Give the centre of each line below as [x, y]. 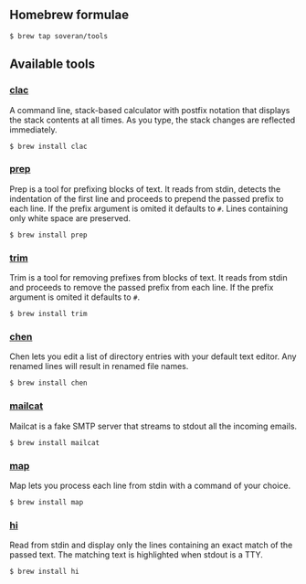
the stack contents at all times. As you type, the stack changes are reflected [153, 120]
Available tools [53, 64]
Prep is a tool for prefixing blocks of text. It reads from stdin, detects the [145, 189]
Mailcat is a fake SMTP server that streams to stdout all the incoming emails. [153, 426]
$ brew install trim [49, 314]
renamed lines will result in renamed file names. [99, 366]
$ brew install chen [49, 383]
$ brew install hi [44, 572]
